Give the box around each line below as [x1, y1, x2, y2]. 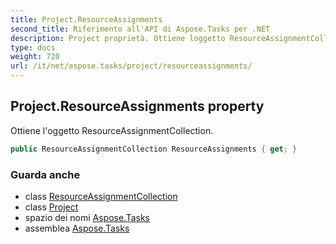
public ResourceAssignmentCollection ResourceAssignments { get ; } [10, 144, 298, 154]
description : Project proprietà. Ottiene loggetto [10, 33, 226, 43]
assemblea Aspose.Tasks [24, 222, 130, 234]
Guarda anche [10, 167, 81, 181]
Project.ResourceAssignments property [10, 98, 265, 115]
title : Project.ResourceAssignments [10, 14, 163, 25]
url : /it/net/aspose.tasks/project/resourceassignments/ [10, 61, 253, 71]
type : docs [10, 42, 56, 53]
